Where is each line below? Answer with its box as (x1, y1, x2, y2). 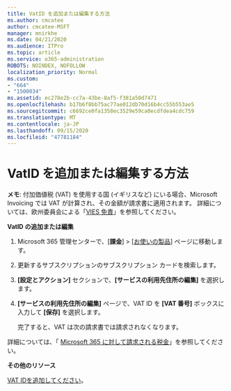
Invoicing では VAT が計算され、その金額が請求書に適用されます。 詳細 (7, 199, 210, 207)
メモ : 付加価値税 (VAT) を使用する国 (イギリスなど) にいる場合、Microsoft (7, 190, 218, 199)
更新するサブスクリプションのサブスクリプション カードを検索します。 (17, 261, 221, 270)
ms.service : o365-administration (7, 56, 104, 63)
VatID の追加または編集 (7, 223, 74, 231)
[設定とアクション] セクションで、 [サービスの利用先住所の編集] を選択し (17, 276, 225, 284)
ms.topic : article (7, 50, 61, 57)
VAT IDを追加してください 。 (7, 376, 88, 385)
